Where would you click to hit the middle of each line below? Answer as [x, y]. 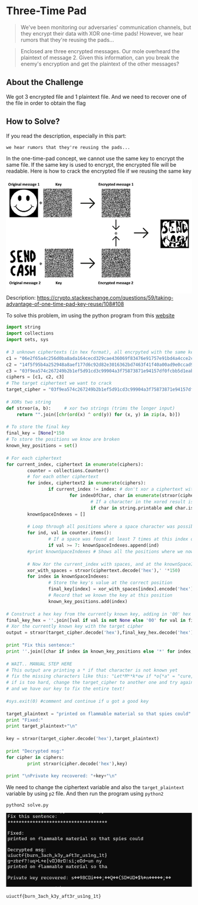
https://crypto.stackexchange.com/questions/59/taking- [105, 298]
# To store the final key [38, 427]
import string [24, 327]
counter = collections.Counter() [68, 471]
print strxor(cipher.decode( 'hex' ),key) [77, 764]
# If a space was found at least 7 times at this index [118, 539]
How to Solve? [33, 121]
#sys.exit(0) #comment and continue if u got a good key [77, 701]
